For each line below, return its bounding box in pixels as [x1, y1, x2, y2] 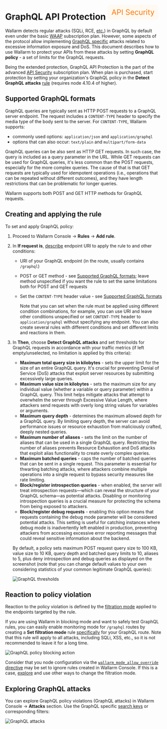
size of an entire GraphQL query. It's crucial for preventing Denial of [19, 365, 160, 371]
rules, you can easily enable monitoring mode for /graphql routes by [5, 624, 146, 630]
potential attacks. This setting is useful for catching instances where [19, 519, 161, 525]
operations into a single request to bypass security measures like [19, 471, 154, 477]
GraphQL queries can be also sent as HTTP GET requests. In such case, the [5, 148, 161, 154]
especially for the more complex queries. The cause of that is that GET [5, 164, 151, 170]
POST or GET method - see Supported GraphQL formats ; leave [19, 273, 150, 279]
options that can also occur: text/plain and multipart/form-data [12, 139, 146, 145]
